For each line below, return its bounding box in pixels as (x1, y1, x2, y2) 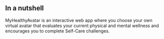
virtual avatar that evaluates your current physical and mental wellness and (5, 22, 160, 28)
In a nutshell (5, 4, 44, 12)
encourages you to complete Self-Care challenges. (5, 27, 110, 34)
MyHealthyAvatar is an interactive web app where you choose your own (5, 17, 153, 23)
